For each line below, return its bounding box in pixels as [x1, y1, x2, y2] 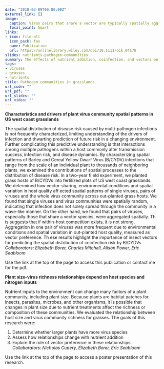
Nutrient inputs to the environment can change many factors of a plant [5, 289, 147, 295]
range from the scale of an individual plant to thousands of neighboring [5, 162, 148, 168]
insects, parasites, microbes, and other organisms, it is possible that [5, 299, 142, 305]
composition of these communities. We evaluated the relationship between [5, 310, 155, 315]
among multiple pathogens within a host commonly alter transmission [5, 147, 145, 153]
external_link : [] [5, 12, 42, 17]
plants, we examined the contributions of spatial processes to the [5, 167, 137, 173]
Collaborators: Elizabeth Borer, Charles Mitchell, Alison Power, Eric [5, 245, 140, 251]
